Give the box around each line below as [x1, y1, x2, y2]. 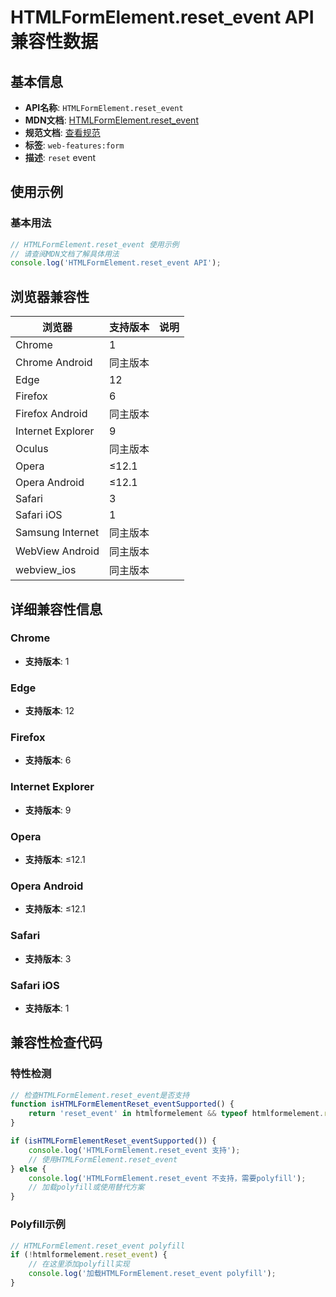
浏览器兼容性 [10, 288, 90, 305]
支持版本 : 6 [24, 754, 72, 766]
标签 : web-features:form [24, 139, 125, 151]
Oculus [15, 442, 49, 456]
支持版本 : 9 [24, 804, 72, 816]
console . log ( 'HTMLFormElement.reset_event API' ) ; [10, 258, 222, 268]
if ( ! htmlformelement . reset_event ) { [10, 1250, 168, 1260]
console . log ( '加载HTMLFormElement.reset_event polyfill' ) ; [28, 1269, 277, 1279]
